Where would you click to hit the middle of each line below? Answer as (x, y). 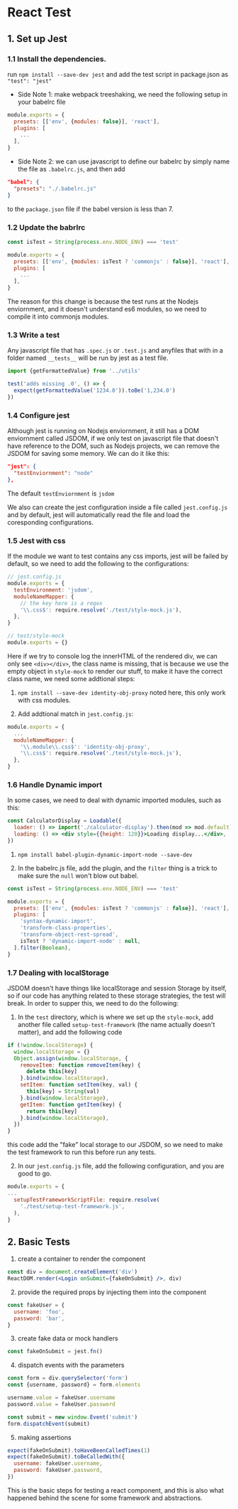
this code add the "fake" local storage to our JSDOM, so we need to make (115, 1145)
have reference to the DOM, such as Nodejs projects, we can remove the (114, 446)
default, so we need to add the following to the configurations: (98, 564)
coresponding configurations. (51, 522)
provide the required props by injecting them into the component (112, 1292)
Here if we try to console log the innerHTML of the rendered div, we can (113, 656)
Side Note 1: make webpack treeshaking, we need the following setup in (123, 94)
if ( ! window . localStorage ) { (50, 1045)
